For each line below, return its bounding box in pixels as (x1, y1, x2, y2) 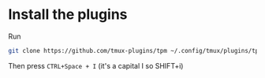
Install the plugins (8, 6, 128, 24)
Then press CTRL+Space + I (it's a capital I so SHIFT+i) (8, 61, 184, 70)
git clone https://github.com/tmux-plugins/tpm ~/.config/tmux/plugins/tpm (8, 46, 263, 54)
